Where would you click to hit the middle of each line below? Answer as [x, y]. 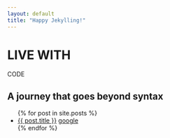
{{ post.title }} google [48, 120]
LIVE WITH [39, 55]
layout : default [31, 14]
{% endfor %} [37, 128]
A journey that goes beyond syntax [85, 96]
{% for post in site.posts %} [57, 113]
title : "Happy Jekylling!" [47, 20]
